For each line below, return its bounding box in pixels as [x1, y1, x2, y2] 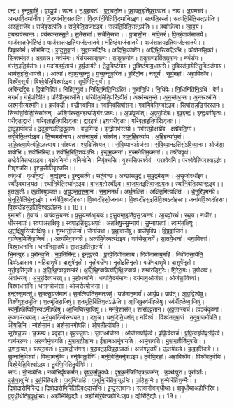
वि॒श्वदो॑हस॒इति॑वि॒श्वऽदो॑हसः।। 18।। [8, 203, 87, 211]
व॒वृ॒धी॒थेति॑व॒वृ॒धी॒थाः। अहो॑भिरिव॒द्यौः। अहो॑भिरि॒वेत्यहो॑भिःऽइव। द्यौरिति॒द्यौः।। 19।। [8, 392, 182, 400]
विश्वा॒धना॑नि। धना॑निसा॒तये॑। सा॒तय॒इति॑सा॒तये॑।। [8, 242, 111, 251]
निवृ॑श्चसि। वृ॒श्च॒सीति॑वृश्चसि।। [8, 164, 76, 172]
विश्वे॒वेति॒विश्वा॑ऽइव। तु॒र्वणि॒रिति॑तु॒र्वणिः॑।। [8, 360, 93, 368]
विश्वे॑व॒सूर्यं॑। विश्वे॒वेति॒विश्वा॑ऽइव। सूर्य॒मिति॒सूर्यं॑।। [8, 78, 111, 85]
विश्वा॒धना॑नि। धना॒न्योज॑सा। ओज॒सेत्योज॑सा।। [8, 282, 109, 290]
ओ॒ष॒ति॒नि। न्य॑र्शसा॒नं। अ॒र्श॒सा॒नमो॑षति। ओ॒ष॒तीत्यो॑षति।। [8, 321, 129, 329]
